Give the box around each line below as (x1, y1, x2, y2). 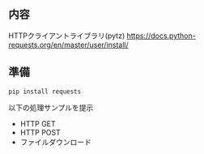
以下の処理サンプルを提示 (8, 102, 94, 112)
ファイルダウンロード (19, 137, 91, 147)
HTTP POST (19, 127, 61, 137)
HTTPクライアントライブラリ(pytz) (8, 31, 125, 41)
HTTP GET (19, 118, 57, 128)
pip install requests (8, 88, 82, 96)
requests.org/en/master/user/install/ (8, 40, 130, 49)
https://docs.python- (126, 31, 196, 41)
